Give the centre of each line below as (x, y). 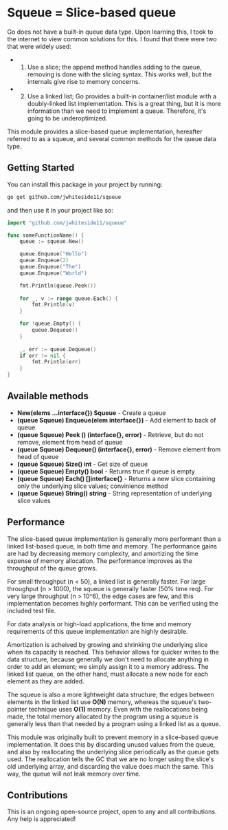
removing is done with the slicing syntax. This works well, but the (119, 74)
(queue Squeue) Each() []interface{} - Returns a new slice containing (116, 478)
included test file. (32, 610)
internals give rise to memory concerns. (84, 81)
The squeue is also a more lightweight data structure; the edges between (111, 694)
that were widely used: (39, 46)
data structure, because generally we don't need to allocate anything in (108, 659)
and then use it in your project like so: (60, 210)
